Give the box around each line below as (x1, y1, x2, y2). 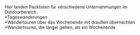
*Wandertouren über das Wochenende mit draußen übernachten (4, 19, 135, 25)
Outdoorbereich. (4, 9, 38, 15)
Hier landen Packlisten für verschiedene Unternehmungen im (4, 4, 128, 10)
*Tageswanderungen (4, 14, 47, 20)
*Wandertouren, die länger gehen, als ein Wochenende (4, 24, 116, 30)
